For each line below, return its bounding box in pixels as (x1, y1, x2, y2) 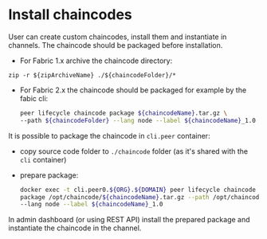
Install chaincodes (8, 6, 133, 24)
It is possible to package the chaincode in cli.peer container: (8, 131, 210, 140)
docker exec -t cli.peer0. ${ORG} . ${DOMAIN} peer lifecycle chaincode (19, 186, 257, 194)
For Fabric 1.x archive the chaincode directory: (19, 56, 173, 65)
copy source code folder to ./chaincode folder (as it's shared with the (19, 146, 249, 156)
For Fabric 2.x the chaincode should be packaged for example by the (19, 85, 247, 95)
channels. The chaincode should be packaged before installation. (8, 40, 223, 49)
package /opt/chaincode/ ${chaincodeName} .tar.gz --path (19, 193, 210, 201)
